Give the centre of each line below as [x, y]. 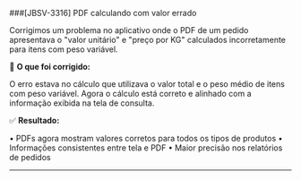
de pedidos [30, 157]
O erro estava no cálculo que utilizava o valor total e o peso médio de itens [147, 84]
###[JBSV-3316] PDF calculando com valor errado [103, 13]
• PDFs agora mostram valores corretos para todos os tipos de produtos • [146, 138]
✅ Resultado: [34, 120]
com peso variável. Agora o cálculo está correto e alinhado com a [131, 94]
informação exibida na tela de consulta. [82, 103]
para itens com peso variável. [64, 49]
